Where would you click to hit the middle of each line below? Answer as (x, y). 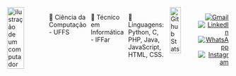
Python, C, (143, 32)
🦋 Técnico (105, 17)
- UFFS (59, 32)
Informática (107, 32)
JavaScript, (144, 47)
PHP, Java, (144, 39)
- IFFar (100, 39)
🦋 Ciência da (67, 17)
